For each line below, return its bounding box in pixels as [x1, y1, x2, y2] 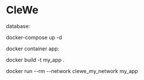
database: [6, 23, 30, 30]
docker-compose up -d [6, 34, 63, 41]
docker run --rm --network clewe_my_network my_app [6, 67, 139, 74]
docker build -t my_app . [6, 56, 64, 63]
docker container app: [6, 45, 60, 52]
